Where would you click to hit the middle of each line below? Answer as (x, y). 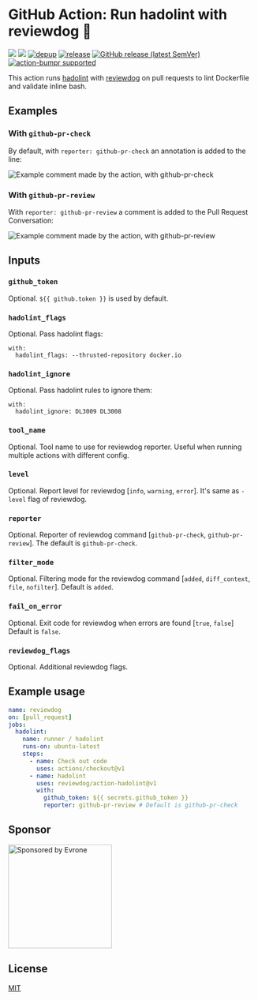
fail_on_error (35, 607)
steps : (33, 754)
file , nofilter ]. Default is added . (61, 587)
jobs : (17, 725)
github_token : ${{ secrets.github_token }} (116, 798)
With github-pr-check (50, 133)
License (28, 969)
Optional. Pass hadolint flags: (56, 334)
